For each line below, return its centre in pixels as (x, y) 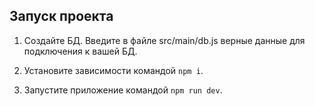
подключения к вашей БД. (80, 51)
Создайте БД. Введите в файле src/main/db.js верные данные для (164, 40)
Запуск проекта (61, 16)
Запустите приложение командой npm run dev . (123, 90)
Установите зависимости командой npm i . (113, 70)
